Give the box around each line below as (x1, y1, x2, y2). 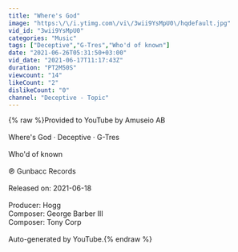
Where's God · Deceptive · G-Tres (8, 133, 120, 142)
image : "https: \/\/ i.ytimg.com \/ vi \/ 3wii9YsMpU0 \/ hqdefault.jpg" (8, 19, 231, 27)
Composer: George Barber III (8, 209, 104, 218)
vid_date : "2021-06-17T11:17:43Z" (8, 57, 124, 65)
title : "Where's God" (8, 11, 81, 20)
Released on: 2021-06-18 (8, 183, 92, 193)
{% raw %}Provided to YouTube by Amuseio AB (8, 115, 166, 125)
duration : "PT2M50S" (8, 64, 78, 72)
